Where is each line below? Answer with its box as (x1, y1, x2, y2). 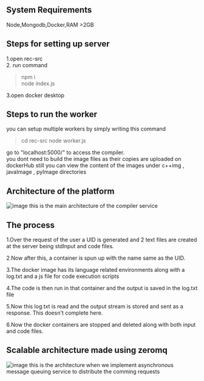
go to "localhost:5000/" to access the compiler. (6, 149, 125, 156)
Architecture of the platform (6, 186, 115, 196)
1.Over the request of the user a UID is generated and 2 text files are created (6, 236, 197, 243)
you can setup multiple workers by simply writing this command (6, 125, 166, 133)
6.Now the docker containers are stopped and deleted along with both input (6, 321, 196, 329)
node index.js (21, 79, 55, 87)
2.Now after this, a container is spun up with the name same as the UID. (6, 254, 186, 262)
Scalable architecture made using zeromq (6, 345, 168, 355)
